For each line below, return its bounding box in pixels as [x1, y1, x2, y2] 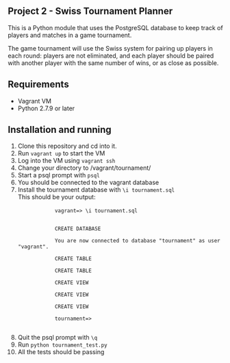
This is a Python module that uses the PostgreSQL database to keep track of [8, 23, 223, 32]
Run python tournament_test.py [17, 340, 108, 349]
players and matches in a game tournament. [8, 31, 132, 39]
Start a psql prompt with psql [17, 171, 100, 179]
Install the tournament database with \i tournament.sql [17, 186, 175, 194]
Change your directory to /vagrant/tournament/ [17, 164, 151, 172]
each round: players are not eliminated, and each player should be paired [8, 51, 214, 60]
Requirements [8, 79, 69, 90]
